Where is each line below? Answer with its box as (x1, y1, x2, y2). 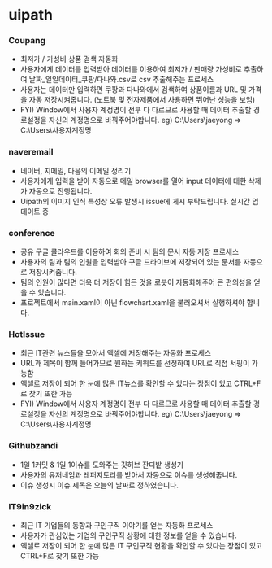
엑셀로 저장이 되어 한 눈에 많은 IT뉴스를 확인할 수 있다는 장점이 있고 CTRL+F (19, 378, 261, 388)
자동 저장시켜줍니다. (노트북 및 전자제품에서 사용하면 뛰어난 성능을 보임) (28, 95, 256, 105)
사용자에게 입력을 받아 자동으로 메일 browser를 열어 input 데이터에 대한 (19, 176, 247, 186)
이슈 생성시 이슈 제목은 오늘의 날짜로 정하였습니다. (19, 480, 179, 490)
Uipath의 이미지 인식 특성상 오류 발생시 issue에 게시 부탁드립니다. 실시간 (19, 196, 250, 206)
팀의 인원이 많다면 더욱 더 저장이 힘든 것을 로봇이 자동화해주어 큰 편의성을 (19, 277, 253, 287)
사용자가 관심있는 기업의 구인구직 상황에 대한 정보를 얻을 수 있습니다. (19, 531, 237, 540)
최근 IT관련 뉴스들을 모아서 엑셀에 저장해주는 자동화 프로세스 (19, 348, 212, 358)
